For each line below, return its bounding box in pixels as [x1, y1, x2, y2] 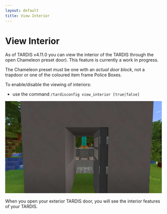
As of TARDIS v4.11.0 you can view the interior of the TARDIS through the [5, 52, 154, 58]
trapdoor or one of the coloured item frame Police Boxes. [5, 72, 122, 78]
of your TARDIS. [5, 204, 38, 210]
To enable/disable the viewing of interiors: [5, 82, 91, 88]
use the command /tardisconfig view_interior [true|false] [12, 91, 140, 97]
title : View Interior [5, 13, 50, 18]
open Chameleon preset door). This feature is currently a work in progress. [5, 57, 159, 63]
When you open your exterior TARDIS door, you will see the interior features [5, 198, 161, 204]
